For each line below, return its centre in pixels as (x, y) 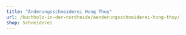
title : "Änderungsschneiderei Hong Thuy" (59, 12)
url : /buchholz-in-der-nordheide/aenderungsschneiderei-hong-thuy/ (93, 17)
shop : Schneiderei (29, 23)
